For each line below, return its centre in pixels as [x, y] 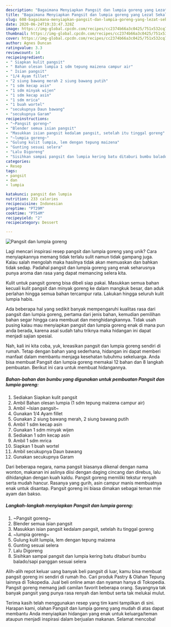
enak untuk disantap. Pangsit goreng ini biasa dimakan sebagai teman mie [83, 489]
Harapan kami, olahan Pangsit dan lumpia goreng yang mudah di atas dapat [85, 608]
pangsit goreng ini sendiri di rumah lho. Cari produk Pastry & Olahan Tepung [85, 577]
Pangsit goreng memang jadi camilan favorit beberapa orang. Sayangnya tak [86, 588]
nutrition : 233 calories [32, 199]
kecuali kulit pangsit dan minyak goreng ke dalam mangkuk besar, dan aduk [85, 289]
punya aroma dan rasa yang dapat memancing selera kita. [66, 273]
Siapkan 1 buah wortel [36, 446]
